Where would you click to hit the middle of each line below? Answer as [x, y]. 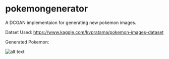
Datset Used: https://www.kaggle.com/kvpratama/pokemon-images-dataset [84, 32]
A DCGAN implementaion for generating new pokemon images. [71, 22]
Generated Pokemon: [27, 42]
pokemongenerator [47, 9]
